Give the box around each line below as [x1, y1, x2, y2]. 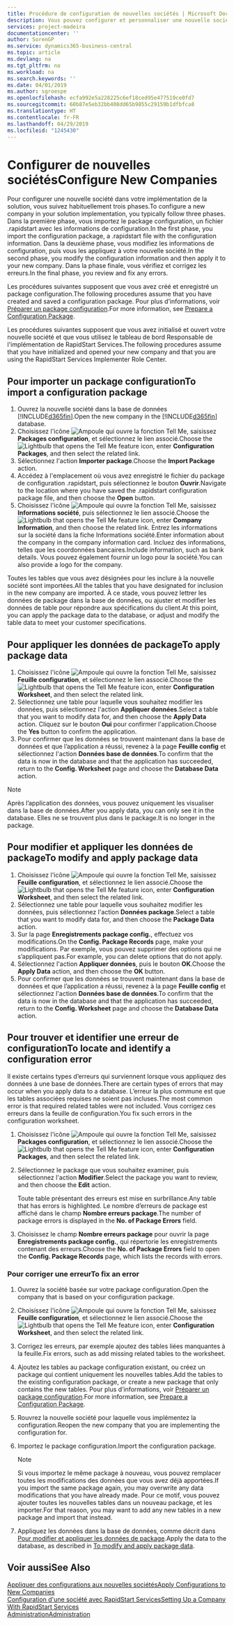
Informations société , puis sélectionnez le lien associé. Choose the [17, 508, 210, 517]
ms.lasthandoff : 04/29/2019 [7, 120, 89, 128]
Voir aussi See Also [7, 1562, 91, 1573]
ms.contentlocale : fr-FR [7, 114, 79, 121]
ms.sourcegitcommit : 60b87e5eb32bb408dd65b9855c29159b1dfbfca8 [7, 101, 195, 108]
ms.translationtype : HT [7, 107, 77, 114]
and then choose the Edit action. [17, 1180, 111, 1189]
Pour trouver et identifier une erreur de [7, 1031, 179, 1043]
